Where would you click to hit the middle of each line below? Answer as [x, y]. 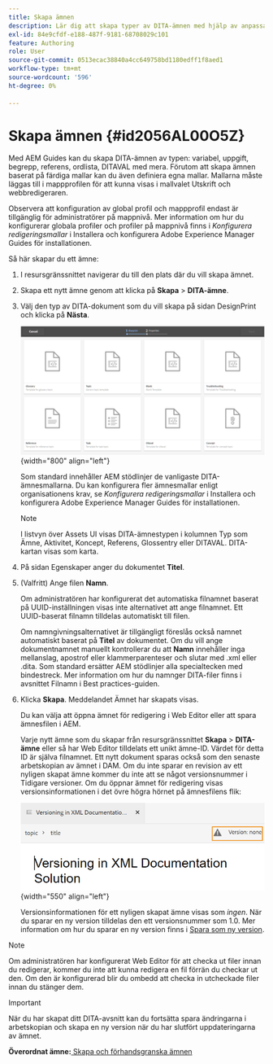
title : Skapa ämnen [41, 17]
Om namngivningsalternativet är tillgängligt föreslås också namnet [131, 632]
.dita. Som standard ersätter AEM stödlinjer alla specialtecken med [132, 666]
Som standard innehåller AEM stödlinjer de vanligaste [110, 476]
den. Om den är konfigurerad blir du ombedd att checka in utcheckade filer [134, 979]
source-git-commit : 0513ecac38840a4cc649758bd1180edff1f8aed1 [116, 60]
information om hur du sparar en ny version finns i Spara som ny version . [142, 930]
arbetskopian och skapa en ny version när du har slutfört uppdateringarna [132, 1027]
